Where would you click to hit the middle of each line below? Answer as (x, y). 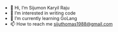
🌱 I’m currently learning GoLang (44, 18)
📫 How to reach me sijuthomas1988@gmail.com (61, 24)
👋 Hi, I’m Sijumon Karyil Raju (40, 8)
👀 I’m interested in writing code (43, 13)
